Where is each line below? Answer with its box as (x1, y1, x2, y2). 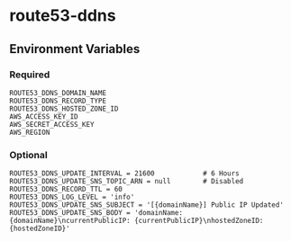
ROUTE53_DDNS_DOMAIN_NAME (9, 88, 106, 97)
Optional (9, 148, 48, 161)
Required (9, 68, 50, 81)
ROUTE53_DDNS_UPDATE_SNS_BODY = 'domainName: (9, 209, 183, 218)
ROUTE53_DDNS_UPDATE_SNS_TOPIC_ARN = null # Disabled (9, 177, 244, 186)
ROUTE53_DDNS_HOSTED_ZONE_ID (9, 104, 119, 113)
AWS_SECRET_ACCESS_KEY (9, 120, 95, 129)
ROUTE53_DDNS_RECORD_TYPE (9, 96, 106, 105)
